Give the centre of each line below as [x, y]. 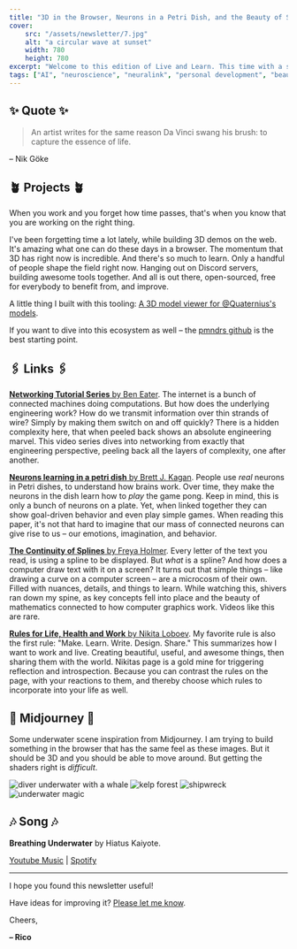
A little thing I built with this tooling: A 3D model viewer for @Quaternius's [143, 304]
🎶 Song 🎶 [34, 822]
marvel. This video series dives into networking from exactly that [127, 441]
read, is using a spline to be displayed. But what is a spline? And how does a [148, 560]
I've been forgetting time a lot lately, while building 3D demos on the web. [143, 240]
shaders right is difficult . [53, 767]
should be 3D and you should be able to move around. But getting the [136, 758]
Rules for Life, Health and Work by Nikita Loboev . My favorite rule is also [142, 634]
